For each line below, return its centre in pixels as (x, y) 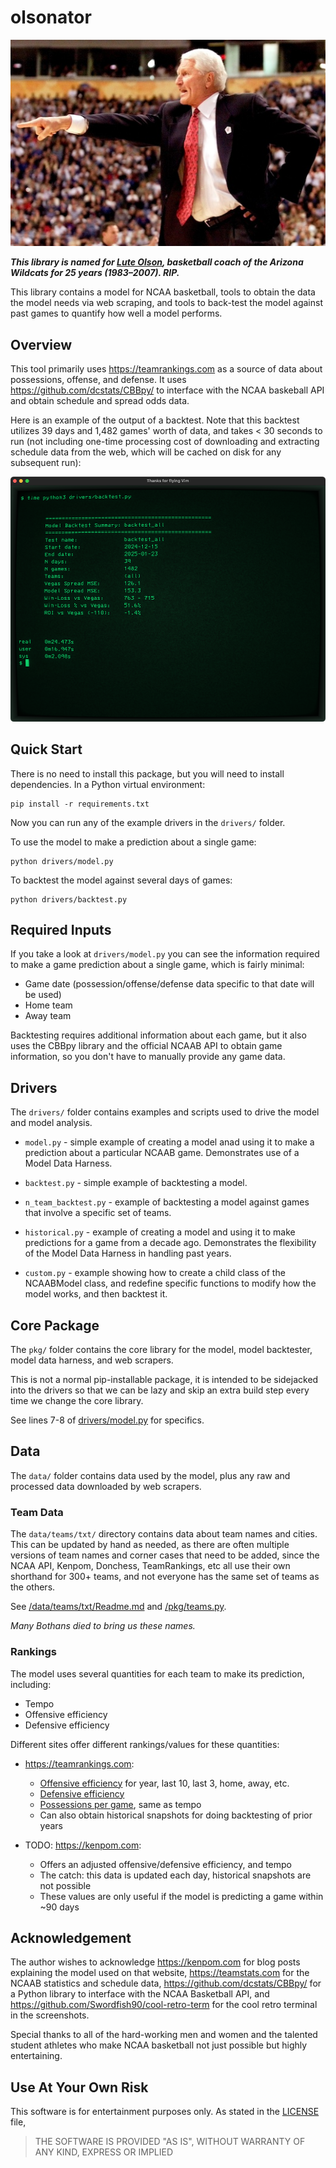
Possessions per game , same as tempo (120, 1804)
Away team (48, 1016)
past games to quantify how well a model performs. (116, 313)
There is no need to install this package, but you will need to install (147, 773)
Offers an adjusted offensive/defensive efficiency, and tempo (165, 1864)
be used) (43, 995)
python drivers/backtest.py (69, 899)
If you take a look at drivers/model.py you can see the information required (165, 954)
